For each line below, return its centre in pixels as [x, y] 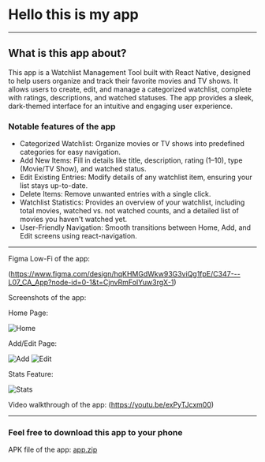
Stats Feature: [31, 374]
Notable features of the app [62, 126]
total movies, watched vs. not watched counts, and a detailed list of [129, 211]
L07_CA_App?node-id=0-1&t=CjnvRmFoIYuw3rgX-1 [91, 283]
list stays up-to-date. [54, 186]
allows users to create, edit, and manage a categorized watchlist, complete [130, 89]
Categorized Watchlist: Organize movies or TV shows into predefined [132, 144]
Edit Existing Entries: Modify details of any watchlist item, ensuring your [136, 177]
